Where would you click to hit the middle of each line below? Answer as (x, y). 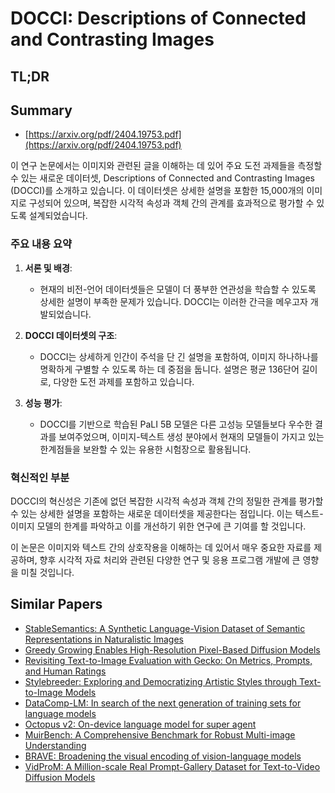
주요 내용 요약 (41, 244)
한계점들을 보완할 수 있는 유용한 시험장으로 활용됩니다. (145, 449)
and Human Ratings (65, 671)
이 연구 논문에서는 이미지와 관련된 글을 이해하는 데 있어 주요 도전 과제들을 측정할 (166, 166)
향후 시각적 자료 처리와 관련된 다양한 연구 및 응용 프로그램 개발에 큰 (170, 559)
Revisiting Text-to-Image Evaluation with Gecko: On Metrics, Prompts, (168, 660)
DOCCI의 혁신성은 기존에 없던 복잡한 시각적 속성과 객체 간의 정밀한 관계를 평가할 (167, 501)
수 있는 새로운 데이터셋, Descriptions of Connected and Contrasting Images (162, 178)
